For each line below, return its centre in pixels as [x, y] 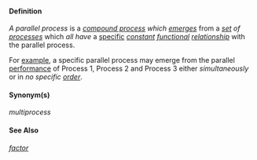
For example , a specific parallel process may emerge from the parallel [122, 60]
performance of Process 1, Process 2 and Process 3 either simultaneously [129, 69]
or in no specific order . [46, 77]
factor [19, 147]
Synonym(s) [29, 95]
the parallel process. [42, 45]
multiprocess [30, 112]
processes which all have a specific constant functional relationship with [127, 37]
